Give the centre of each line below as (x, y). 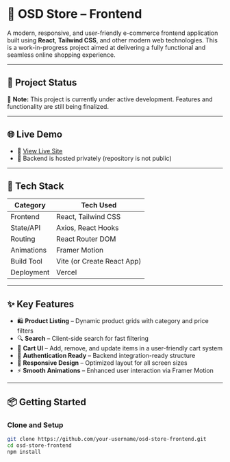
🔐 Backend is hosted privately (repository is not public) (94, 158)
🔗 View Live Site (40, 151)
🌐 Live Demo (35, 134)
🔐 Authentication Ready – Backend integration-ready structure (106, 356)
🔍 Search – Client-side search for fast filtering (83, 339)
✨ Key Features (40, 304)
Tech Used (99, 205)
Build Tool (26, 261)
